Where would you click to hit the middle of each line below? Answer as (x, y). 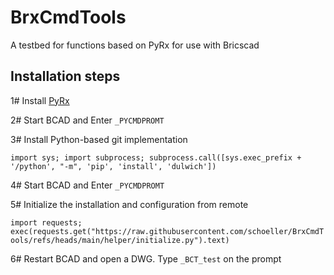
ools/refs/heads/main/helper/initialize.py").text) (120, 240)
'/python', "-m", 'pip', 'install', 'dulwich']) (113, 166)
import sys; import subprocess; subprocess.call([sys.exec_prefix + (156, 157)
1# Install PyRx (40, 100)
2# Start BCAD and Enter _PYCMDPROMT (87, 120)
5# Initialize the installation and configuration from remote (129, 204)
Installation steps (65, 76)
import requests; (46, 222)
